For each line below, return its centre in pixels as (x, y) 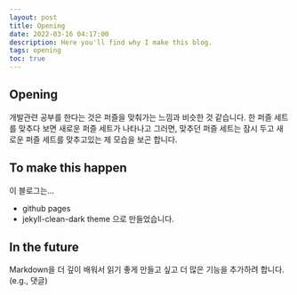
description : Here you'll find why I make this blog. (111, 42)
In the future (44, 247)
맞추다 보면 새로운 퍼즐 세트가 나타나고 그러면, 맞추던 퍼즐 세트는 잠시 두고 (146, 128)
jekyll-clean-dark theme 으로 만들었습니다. (98, 219)
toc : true (28, 59)
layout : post (33, 17)
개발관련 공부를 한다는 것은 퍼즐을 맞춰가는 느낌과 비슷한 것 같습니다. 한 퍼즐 (141, 117)
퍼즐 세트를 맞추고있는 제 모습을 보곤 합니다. (101, 140)
